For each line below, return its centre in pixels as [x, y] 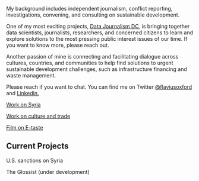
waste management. [31, 75]
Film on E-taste [25, 127]
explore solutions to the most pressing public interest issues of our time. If [97, 39]
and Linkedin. [23, 93]
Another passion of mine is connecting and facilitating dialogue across [92, 56]
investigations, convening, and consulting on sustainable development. [93, 15]
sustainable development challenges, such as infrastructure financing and [97, 69]
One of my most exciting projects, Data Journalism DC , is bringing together [98, 26]
